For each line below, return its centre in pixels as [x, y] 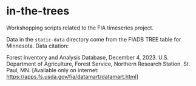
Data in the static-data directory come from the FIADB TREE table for [94, 39]
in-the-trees [38, 11]
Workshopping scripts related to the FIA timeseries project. [80, 28]
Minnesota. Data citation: [37, 46]
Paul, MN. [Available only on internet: [52, 70]
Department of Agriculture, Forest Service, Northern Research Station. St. [98, 64]
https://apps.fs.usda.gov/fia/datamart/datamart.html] [72, 76]
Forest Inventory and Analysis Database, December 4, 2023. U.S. [88, 57]
